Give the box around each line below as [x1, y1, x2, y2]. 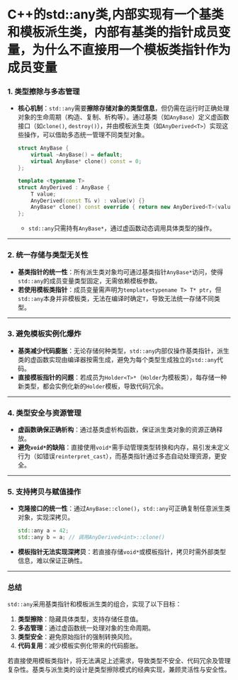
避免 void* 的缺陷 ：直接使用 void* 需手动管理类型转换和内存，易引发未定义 [17, 443, 230, 452]
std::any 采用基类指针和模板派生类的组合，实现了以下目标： [7, 600, 182, 608]
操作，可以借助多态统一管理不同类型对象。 [23, 130, 149, 139]
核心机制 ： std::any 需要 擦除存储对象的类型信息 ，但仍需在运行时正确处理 [17, 104, 230, 113]
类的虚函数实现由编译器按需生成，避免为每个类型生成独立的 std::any [17, 355, 217, 363]
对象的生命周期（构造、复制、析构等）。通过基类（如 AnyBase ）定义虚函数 [17, 113, 229, 121]
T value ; [30, 191, 57, 198]
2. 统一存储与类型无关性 [7, 250, 89, 260]
